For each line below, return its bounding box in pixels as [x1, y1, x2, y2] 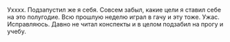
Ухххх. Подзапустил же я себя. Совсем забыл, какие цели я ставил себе [7, 6, 222, 14]
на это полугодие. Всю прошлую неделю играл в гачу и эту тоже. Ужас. [7, 13, 220, 21]
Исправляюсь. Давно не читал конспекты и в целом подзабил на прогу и [7, 20, 224, 28]
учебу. [7, 27, 26, 35]
